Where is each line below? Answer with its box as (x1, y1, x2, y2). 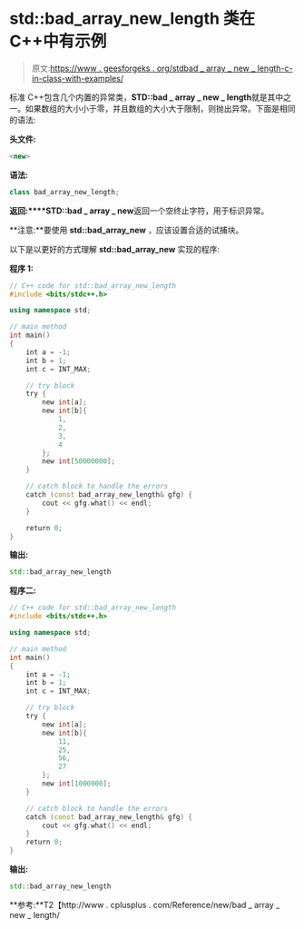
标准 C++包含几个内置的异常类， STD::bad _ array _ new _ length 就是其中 (9, 92, 284, 103)
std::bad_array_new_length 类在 (9, 8, 256, 29)
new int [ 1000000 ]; (42, 779, 112, 788)
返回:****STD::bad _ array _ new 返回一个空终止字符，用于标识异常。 (9, 205, 270, 216)
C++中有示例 (9, 31, 107, 52)
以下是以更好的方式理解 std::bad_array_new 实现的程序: (9, 243, 221, 254)
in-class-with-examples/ (31, 73, 124, 84)
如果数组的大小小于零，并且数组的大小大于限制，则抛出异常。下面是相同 (25, 103, 296, 114)
